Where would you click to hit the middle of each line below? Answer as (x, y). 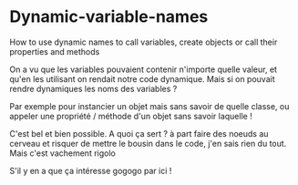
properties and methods (55, 51)
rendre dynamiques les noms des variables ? (93, 88)
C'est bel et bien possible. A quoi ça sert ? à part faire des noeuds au (139, 133)
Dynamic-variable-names (109, 17)
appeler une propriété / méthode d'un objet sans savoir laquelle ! (131, 116)
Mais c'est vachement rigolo (62, 153)
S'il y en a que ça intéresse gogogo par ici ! (91, 170)
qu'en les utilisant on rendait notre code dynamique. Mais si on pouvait (142, 78)
